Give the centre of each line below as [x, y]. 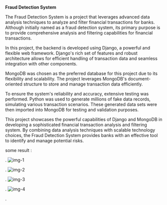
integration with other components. [41, 64]
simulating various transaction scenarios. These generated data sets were [81, 104]
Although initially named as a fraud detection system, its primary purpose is [83, 27]
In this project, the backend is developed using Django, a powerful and [78, 48]
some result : [19, 150]
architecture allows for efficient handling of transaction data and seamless [82, 58]
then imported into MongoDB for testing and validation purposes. [72, 110]
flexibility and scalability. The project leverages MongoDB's [66, 79]
